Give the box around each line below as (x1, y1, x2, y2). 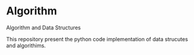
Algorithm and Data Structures (6, 24, 81, 31)
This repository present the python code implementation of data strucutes (6, 35, 188, 42)
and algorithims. (6, 42, 46, 49)
